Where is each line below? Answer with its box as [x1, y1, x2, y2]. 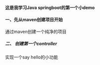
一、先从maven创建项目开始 [5, 17, 63, 23]
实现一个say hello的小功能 [5, 54, 58, 60]
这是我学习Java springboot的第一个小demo [5, 4, 95, 10]
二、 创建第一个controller [5, 41, 57, 47]
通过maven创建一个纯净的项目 [5, 29, 67, 34]
